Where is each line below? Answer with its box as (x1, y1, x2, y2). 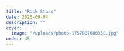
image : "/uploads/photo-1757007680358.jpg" (11, 30, 119, 36)
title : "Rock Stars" (6, 8, 57, 15)
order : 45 (6, 36, 30, 42)
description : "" (6, 19, 46, 25)
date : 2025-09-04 (6, 14, 49, 20)
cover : (6, 25, 22, 31)
